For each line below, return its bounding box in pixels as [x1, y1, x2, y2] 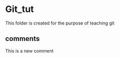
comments [5, 34, 40, 43]
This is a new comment [5, 47, 54, 53]
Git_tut [5, 3, 34, 15]
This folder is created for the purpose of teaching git [5, 20, 115, 26]
